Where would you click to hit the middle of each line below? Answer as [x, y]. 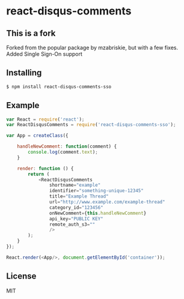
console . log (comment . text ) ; [63, 152]
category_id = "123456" [76, 207]
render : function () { [45, 168]
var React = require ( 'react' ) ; [45, 119]
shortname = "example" [75, 185]
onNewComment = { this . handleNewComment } [98, 213]
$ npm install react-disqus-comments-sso [59, 86]
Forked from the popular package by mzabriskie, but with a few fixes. [92, 47]
